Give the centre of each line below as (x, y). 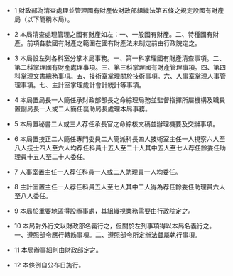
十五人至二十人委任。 (58, 157)
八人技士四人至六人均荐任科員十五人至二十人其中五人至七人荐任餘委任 (117, 148)
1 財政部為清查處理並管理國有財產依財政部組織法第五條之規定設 (107, 10)
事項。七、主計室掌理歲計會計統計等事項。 (83, 85)
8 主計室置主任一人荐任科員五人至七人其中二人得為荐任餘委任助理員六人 (120, 187)
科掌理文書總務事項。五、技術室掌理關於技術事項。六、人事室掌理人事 (117, 76)
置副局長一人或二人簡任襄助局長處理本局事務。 (82, 109)
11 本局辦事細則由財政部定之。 (58, 250)
